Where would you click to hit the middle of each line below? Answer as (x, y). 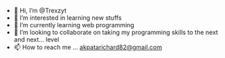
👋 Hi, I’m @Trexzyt (40, 11)
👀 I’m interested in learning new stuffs (68, 18)
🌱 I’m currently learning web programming (74, 25)
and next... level (36, 40)
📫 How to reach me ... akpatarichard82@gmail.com (88, 47)
